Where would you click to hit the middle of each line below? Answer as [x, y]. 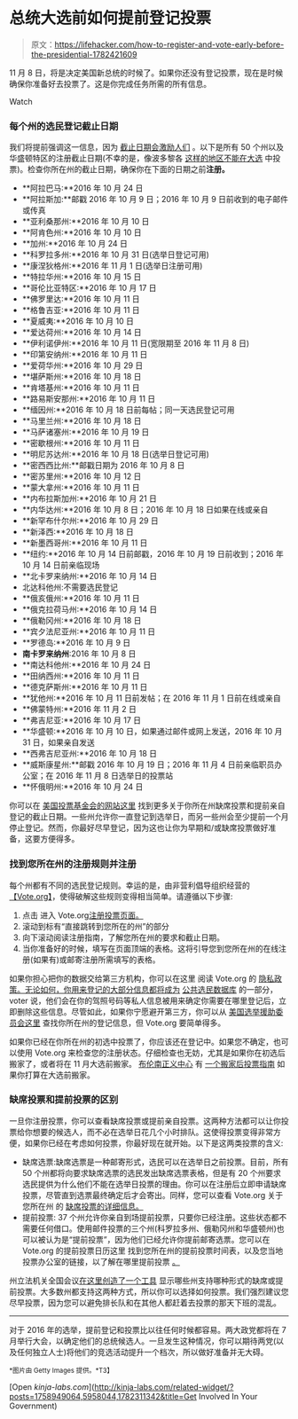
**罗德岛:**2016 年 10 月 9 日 [76, 643]
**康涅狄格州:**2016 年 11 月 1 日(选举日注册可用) [112, 266]
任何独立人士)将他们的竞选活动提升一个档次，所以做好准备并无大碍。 [142, 1352]
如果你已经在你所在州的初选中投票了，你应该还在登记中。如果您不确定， [141, 1041]
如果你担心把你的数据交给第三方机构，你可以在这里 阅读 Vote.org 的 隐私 [142, 978]
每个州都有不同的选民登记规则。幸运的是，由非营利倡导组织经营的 [129, 885]
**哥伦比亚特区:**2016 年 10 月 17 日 [89, 288]
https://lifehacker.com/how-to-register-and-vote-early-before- [169, 44]
